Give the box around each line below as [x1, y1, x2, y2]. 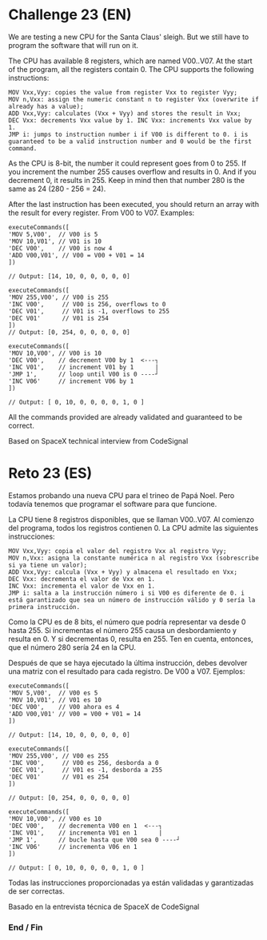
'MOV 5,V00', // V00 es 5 [8, 689, 98, 697]
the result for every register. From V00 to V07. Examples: [8, 208, 195, 217]
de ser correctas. [8, 886, 66, 896]
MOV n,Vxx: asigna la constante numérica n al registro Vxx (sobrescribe [8, 554, 260, 562]
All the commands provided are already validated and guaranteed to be [8, 412, 242, 421]
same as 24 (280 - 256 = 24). [8, 184, 106, 193]
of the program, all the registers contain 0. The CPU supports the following [8, 64, 254, 74]
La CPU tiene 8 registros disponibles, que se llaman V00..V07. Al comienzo [8, 514, 254, 524]
